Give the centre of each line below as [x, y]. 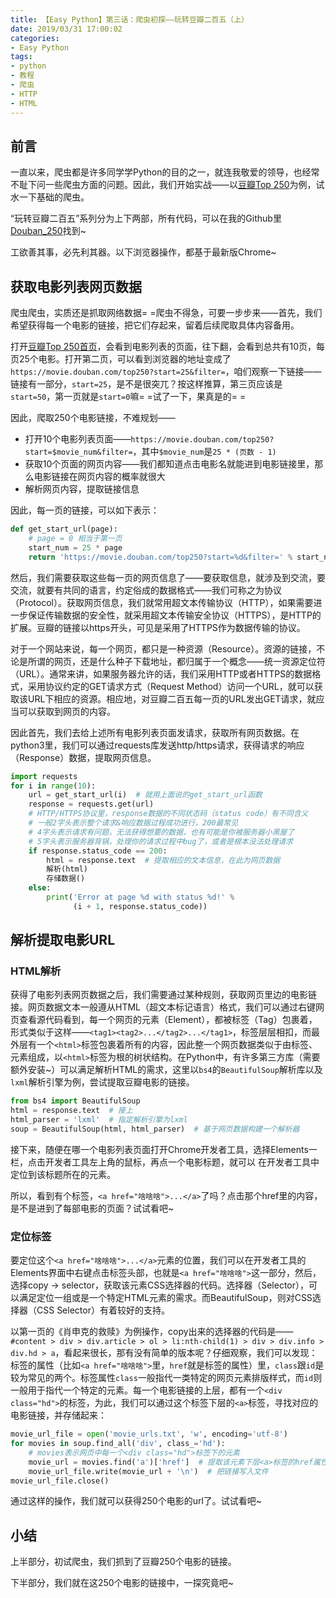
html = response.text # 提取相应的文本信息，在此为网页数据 [163, 860]
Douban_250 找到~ [48, 231]
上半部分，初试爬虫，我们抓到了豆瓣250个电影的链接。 [123, 1562]
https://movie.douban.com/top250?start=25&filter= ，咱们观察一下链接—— [166, 372]
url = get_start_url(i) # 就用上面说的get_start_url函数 [145, 795]
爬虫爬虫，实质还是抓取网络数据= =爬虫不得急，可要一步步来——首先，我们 [166, 313]
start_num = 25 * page [75, 547]
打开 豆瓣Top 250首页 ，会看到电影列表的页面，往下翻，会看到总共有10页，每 [168, 347]
